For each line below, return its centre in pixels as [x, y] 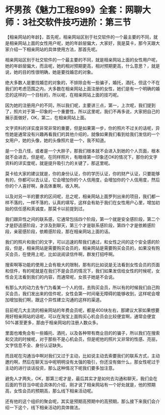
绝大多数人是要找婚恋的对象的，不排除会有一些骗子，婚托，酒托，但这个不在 [82, 82]
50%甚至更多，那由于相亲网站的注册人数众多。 [53, 322]
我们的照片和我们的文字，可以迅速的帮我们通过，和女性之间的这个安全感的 [80, 242]
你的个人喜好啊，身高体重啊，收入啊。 [44, 186]
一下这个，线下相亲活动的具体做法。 [46, 407]
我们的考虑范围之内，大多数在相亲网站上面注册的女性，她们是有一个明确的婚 [82, 89]
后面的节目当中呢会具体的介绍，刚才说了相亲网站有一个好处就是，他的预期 [80, 384]
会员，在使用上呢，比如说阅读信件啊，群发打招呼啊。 [63, 254]
